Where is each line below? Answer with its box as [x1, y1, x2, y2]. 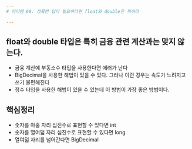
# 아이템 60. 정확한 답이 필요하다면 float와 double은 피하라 [6, 8, 139, 15]
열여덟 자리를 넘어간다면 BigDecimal [14, 136, 99, 143]
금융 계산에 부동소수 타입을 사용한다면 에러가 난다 [14, 64, 128, 71]
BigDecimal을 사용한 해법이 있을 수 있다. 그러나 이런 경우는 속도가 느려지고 [14, 71, 186, 79]
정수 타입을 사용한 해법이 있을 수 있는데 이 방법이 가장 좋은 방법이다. [14, 86, 170, 93]
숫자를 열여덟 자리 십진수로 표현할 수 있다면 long [14, 129, 126, 136]
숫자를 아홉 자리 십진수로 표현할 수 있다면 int [14, 122, 116, 129]
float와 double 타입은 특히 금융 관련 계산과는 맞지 [6, 37, 176, 47]
